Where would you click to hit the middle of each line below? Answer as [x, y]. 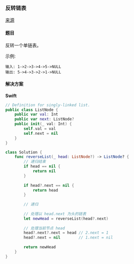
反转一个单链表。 [23, 45]
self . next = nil [41, 133]
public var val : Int [36, 114]
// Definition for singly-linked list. [48, 105]
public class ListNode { [32, 110]
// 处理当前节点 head [44, 228]
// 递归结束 [35, 162]
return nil [44, 171]
